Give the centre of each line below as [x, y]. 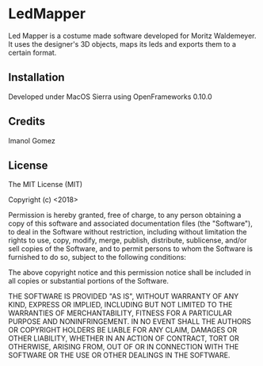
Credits [27, 122]
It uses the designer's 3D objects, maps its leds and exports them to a [122, 44]
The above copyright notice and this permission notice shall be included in [130, 273]
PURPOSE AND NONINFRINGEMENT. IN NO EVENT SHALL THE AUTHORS [130, 322]
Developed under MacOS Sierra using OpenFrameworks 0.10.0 [110, 97]
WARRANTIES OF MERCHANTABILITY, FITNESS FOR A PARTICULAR [120, 313]
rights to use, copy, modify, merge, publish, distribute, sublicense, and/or [128, 240]
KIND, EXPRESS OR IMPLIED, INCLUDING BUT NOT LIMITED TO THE [120, 305]
